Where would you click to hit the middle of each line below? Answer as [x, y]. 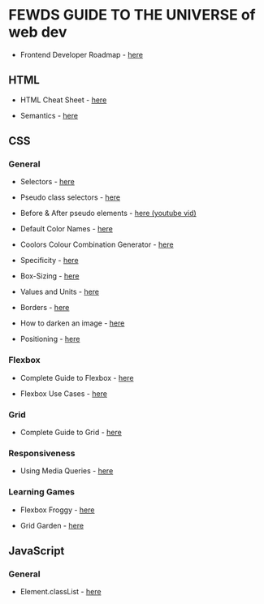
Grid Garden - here [52, 525]
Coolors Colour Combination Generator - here [97, 244]
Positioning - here [50, 339]
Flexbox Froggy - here [57, 510]
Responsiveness [42, 453]
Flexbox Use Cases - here [64, 393]
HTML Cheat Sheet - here [63, 100]
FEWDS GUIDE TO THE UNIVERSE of [132, 15]
